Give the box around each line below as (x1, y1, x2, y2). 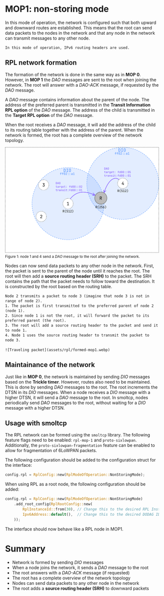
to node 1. (5, 328, 27, 333)
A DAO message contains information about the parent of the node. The (5, 96, 150, 102)
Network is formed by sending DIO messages (12, 559, 104, 565)
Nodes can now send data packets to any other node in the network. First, (5, 263, 155, 269)
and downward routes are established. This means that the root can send (5, 24, 152, 30)
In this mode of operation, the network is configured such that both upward (5, 20, 157, 25)
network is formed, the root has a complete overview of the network (5, 132, 143, 138)
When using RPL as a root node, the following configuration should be (5, 481, 146, 487)
